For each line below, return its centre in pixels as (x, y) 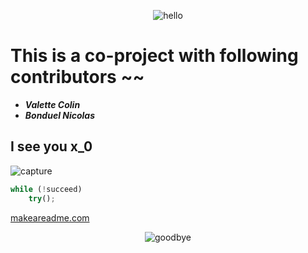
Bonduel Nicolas (60, 115)
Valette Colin (52, 104)
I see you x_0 (51, 146)
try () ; (42, 198)
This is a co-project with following (154, 56)
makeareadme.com (50, 217)
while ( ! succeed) (46, 189)
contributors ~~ (77, 77)
